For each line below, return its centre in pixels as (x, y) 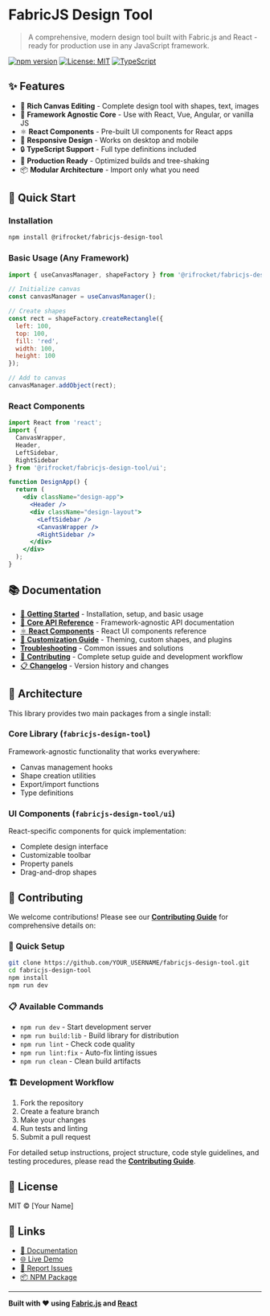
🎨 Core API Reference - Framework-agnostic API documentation (127, 622)
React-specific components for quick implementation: (97, 831)
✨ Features (37, 86)
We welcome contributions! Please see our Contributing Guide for (119, 916)
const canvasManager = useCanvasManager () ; (82, 297)
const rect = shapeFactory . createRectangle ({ (86, 319)
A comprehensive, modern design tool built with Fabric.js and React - (143, 37)
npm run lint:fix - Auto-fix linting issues (88, 1053)
